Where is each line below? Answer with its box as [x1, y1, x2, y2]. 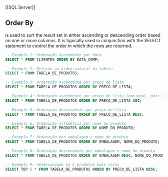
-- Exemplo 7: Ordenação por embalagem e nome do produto [5, 135, 128, 140]
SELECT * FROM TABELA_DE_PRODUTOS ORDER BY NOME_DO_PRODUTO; [5, 125, 135, 131]
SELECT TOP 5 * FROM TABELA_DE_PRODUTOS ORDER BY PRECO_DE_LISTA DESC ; [5, 166, 157, 172]
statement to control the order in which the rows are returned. [5, 43, 132, 49]
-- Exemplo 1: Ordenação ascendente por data [5, 52, 101, 57]
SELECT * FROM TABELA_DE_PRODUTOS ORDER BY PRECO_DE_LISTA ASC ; [5, 98, 142, 103]
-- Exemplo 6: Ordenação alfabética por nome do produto [5, 121, 126, 126]
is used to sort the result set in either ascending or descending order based [5, 32, 161, 38]
